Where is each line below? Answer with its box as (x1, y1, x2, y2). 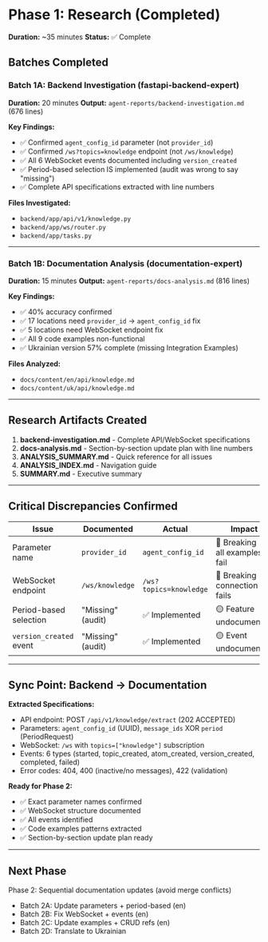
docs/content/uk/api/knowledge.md (19, 384, 135, 393)
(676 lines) (8, 106, 44, 116)
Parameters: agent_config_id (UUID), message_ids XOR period (19, 724, 223, 733)
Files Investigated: (8, 198, 71, 207)
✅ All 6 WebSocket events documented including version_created (19, 155, 238, 165)
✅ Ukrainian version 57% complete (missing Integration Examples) (19, 342, 239, 353)
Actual (162, 523, 188, 534)
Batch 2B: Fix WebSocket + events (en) (19, 909, 149, 919)
